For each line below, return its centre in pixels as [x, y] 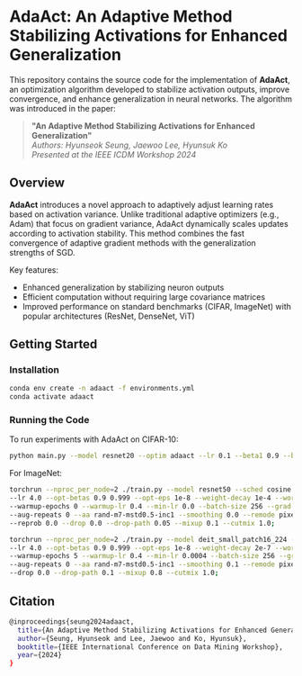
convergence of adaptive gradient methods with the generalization [133, 243]
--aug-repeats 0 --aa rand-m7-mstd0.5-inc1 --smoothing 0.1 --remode [142, 564]
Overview [37, 183]
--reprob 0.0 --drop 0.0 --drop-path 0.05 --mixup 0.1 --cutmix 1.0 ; [142, 523]
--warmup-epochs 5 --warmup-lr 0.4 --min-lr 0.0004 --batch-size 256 [142, 556]
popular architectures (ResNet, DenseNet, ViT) [108, 316]
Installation [35, 370]
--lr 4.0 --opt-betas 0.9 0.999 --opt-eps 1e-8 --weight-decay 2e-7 [140, 548]
